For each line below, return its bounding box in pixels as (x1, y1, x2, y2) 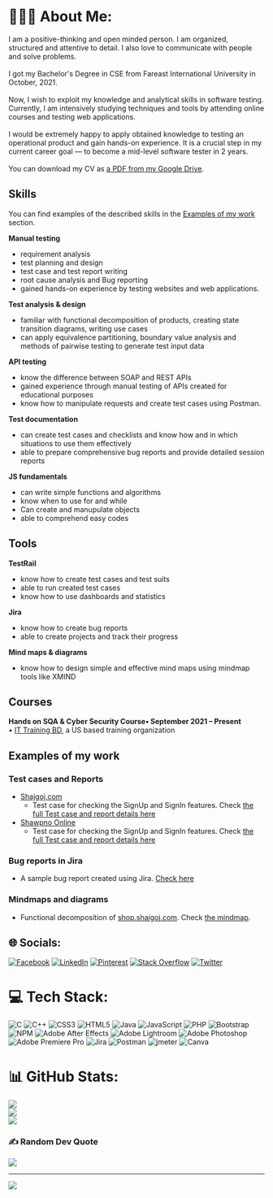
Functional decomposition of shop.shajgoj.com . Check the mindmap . (19, 912, 251, 922)
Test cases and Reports (8, 773, 104, 784)
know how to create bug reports (19, 623, 128, 632)
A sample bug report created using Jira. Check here (19, 874, 195, 883)
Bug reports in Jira (8, 855, 83, 866)
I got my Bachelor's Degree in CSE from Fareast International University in (8, 68, 256, 78)
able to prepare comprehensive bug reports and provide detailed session (19, 447, 265, 457)
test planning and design (19, 258, 103, 267)
